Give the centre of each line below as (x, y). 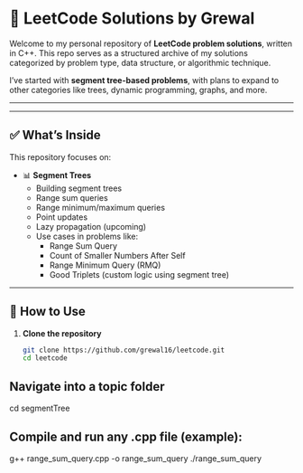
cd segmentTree (40, 408)
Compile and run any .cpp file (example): (126, 436)
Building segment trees (79, 188)
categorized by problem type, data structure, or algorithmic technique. (140, 62)
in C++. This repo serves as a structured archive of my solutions (129, 52)
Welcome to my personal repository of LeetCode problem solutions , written (151, 43)
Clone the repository (62, 333)
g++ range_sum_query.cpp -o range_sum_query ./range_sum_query (136, 458)
